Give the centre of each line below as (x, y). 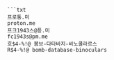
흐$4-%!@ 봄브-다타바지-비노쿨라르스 (52, 44)
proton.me (22, 23)
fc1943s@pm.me (28, 37)
